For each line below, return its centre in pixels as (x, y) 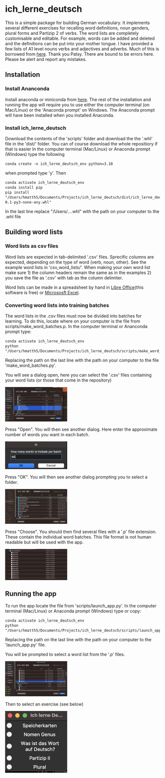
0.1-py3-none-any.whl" (28, 202)
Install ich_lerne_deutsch (36, 128)
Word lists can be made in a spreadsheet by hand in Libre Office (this (74, 287)
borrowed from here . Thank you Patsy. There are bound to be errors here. (80, 54)
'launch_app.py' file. (26, 645)
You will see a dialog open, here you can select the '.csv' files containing (79, 375)
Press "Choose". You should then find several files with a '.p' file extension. (81, 532)
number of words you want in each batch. (47, 434)
